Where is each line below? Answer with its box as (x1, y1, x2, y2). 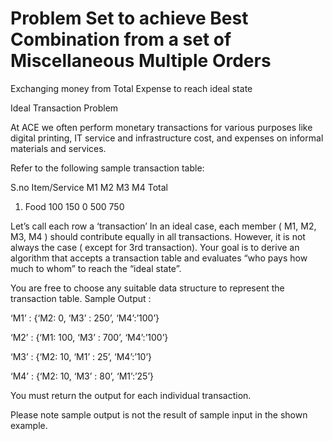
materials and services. (10, 142, 107, 154)
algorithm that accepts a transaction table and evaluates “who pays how (10, 252, 308, 264)
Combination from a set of (10, 28, 232, 51)
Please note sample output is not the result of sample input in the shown (10, 408, 308, 421)
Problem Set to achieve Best (10, 7, 249, 30)
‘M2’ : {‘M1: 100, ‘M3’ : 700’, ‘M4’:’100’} (10, 331, 169, 343)
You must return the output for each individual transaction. (10, 389, 252, 401)
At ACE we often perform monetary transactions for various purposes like (10, 121, 313, 133)
